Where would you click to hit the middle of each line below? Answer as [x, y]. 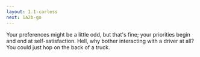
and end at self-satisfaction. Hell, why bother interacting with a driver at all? [100, 41]
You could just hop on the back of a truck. [58, 47]
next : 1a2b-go [24, 17]
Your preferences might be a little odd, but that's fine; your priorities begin [98, 34]
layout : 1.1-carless [32, 12]
